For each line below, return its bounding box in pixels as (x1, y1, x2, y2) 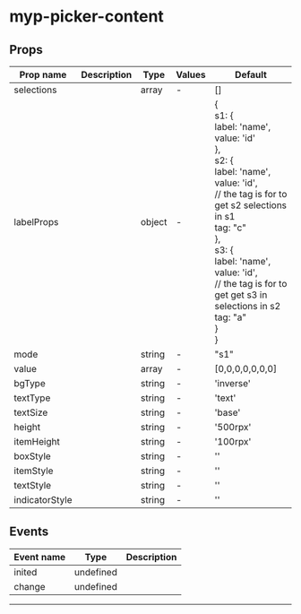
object (140, 216, 168, 228)
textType (13, 392, 51, 404)
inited (13, 566, 38, 578)
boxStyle (13, 450, 51, 463)
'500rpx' (214, 421, 252, 433)
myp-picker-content (9, 6, 164, 27)
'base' (214, 406, 241, 419)
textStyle (13, 480, 52, 491)
